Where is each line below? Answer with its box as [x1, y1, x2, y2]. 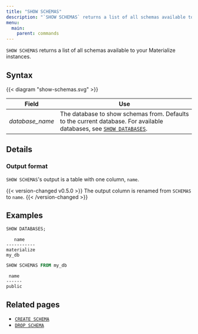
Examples [6, 211, 43, 221]
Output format [6, 162, 48, 171]
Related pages [6, 299, 60, 310]
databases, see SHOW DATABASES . [60, 125, 148, 133]
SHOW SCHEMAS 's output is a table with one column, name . [6, 175, 140, 183]
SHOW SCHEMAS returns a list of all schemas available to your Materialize [6, 47, 176, 54]
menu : [6, 19, 19, 25]
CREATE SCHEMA [14, 316, 49, 322]
